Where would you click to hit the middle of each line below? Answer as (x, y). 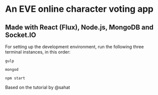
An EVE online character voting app (79, 9)
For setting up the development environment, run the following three (75, 47)
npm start (15, 78)
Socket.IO (20, 35)
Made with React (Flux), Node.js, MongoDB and (79, 27)
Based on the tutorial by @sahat (38, 87)
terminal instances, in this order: (38, 52)
